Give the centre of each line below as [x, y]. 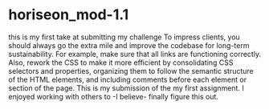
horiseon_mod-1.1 [69, 15]
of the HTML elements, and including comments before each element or [128, 79]
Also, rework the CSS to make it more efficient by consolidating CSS [121, 63]
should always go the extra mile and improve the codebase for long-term [129, 45]
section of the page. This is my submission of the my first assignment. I [126, 88]
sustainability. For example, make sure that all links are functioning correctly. [135, 54]
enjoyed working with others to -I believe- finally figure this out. [114, 96]
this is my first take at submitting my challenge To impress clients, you [124, 37]
